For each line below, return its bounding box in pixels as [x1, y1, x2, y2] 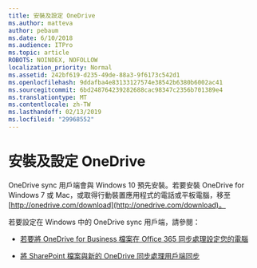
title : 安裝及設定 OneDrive [8, 11, 96, 20]
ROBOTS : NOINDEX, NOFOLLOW [8, 57, 98, 65]
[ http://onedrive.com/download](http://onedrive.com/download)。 [8, 200, 226, 210]
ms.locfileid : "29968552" [8, 116, 94, 124]
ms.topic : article [8, 49, 69, 57]
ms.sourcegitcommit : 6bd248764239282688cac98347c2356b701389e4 [8, 85, 223, 94]
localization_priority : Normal [8, 64, 113, 72]
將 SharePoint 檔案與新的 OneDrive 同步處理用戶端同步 [19, 250, 200, 260]
